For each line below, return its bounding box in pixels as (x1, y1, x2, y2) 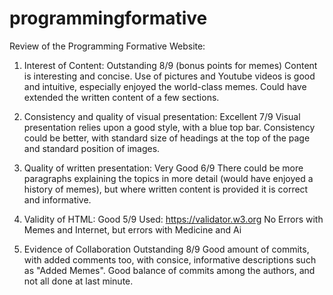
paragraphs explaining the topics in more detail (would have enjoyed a (23, 172, 314, 184)
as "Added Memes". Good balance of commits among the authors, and (23, 264, 316, 276)
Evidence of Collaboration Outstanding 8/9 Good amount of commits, (23, 243, 310, 255)
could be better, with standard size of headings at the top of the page (23, 132, 311, 144)
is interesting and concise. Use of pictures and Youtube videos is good (23, 70, 316, 82)
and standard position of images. (23, 142, 161, 154)
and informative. (23, 193, 92, 206)
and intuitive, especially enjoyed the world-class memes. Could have (23, 80, 307, 92)
